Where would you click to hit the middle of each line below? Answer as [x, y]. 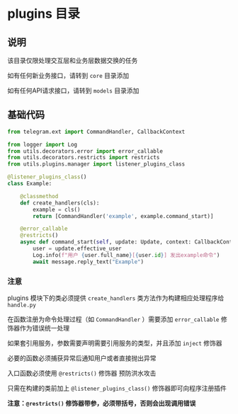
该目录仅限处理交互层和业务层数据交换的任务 [73, 61]
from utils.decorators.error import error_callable [85, 151]
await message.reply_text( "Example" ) [88, 262]
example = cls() [57, 209]
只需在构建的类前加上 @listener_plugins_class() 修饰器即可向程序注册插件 [117, 388]
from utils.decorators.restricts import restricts [84, 158]
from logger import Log [42, 144]
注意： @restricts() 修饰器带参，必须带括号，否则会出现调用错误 [102, 403]
